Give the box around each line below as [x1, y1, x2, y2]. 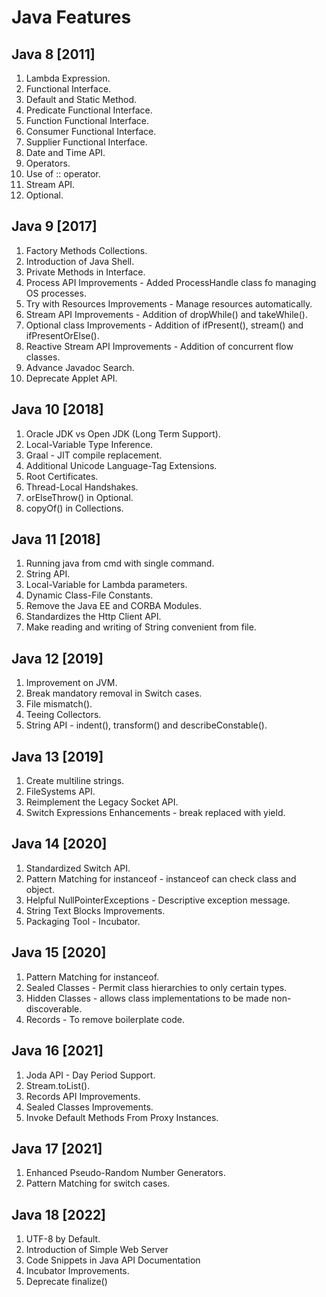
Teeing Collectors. [25, 709, 102, 721]
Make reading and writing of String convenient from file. [25, 621, 257, 633]
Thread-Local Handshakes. [25, 481, 139, 493]
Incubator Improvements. [25, 1265, 130, 1277]
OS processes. [25, 287, 87, 299]
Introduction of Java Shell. [25, 255, 135, 267]
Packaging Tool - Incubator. [25, 915, 141, 927]
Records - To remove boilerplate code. [25, 1013, 185, 1025]
